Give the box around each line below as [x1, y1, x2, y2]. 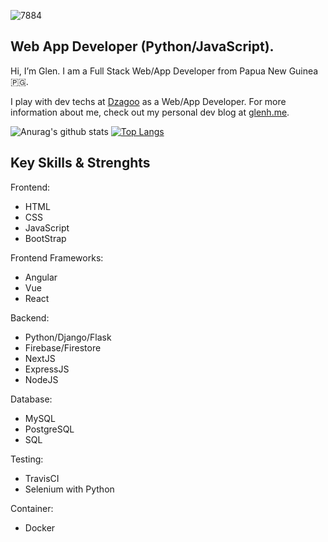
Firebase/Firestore [24, 341, 102, 354]
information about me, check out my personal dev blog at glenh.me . [10, 106, 290, 118]
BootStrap [24, 232, 67, 244]
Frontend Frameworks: [10, 251, 104, 264]
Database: [10, 393, 53, 405]
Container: [10, 502, 54, 514]
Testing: [10, 453, 44, 465]
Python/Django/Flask [24, 331, 112, 343]
